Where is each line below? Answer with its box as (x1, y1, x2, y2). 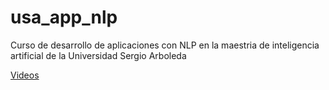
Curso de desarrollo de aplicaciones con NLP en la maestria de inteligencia (10, 39, 320, 51)
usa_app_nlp (10, 6, 118, 29)
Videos (10, 69, 40, 81)
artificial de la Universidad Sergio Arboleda (10, 49, 187, 61)
